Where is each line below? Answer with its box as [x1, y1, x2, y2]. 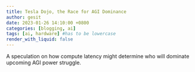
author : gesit [6, 14, 42, 20]
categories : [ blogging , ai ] [6, 25, 76, 32]
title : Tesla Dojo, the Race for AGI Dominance [6, 8, 127, 15]
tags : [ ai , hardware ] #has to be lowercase [6, 31, 116, 37]
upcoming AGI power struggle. [6, 59, 82, 66]
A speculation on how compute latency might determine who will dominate [6, 53, 190, 60]
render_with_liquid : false [6, 36, 73, 42]
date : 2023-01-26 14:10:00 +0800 [6, 20, 89, 26]
